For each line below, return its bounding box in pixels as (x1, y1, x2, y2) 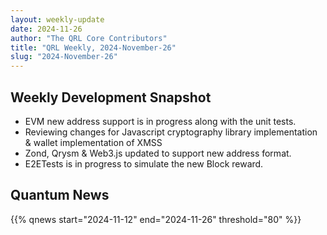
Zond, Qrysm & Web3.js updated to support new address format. (24, 147, 292, 159)
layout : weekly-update (10, 14, 105, 25)
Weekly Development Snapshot (10, 89, 212, 106)
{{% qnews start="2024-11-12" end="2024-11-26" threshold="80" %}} (10, 213, 302, 225)
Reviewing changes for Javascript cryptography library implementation (24, 126, 318, 138)
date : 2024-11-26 (10, 24, 83, 34)
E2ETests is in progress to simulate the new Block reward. (24, 157, 264, 170)
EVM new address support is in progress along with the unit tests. (24, 115, 297, 127)
